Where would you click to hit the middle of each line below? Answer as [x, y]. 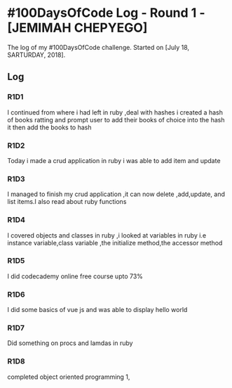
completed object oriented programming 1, [69, 377]
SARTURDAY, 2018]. [36, 55]
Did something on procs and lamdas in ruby [70, 343]
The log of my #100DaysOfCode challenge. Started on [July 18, [98, 47]
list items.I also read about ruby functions [67, 202]
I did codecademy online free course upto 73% [75, 276]
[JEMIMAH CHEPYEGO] [77, 28]
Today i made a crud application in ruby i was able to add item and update [114, 160]
